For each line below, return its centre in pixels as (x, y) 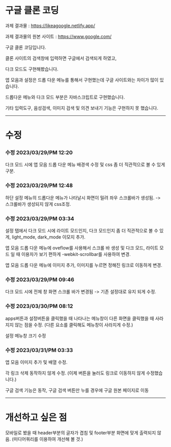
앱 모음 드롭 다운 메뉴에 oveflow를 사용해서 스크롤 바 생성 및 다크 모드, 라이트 (82, 248)
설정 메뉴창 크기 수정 (26, 336)
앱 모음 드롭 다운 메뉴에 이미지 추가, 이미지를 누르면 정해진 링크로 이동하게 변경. (84, 265)
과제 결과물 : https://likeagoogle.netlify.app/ (50, 26)
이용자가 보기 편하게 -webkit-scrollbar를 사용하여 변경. (76, 254)
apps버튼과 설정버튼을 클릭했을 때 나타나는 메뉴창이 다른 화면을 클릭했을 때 (80, 318)
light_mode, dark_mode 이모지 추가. (49, 237)
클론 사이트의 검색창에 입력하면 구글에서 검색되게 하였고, (61, 58)
